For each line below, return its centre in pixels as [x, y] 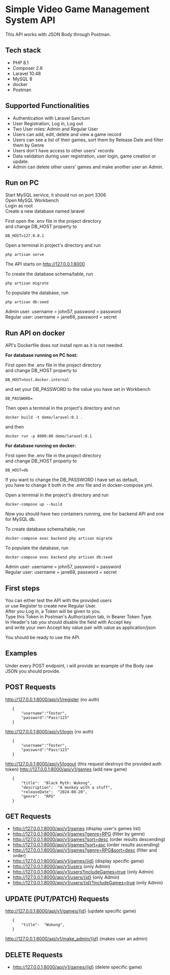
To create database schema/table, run [45, 529]
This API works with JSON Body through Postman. [58, 34]
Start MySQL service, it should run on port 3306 [56, 195]
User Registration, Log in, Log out [48, 123]
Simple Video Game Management [78, 9]
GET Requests [28, 816]
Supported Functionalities [48, 106]
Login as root [19, 206]
